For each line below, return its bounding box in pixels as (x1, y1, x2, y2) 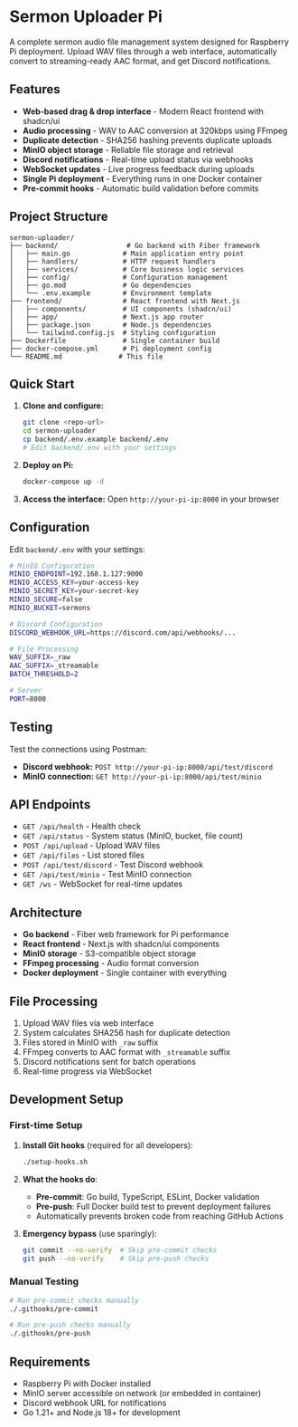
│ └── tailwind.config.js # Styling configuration (9, 328, 217, 337)
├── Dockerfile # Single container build (9, 336, 220, 345)
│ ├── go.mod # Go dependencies (9, 281, 192, 290)
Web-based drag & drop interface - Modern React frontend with (22, 106, 265, 117)
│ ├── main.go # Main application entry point (9, 249, 245, 258)
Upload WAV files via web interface (22, 1018, 154, 1029)
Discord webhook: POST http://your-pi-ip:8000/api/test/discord (22, 761, 274, 771)
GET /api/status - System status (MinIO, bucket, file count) (22, 830, 244, 841)
